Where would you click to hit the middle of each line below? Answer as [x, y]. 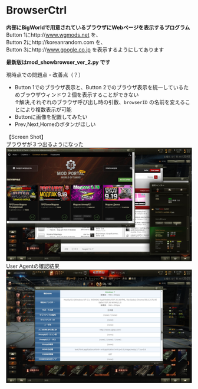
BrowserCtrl [36, 10]
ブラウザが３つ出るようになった [45, 144]
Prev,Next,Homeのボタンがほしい [55, 124]
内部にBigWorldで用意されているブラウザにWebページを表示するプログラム [98, 27]
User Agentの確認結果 [33, 266]
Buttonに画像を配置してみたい [51, 116]
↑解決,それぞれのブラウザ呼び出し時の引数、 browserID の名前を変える [100, 102]
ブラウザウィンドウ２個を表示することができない [79, 95]
